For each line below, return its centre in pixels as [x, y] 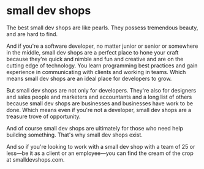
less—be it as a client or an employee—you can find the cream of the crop [100, 153]
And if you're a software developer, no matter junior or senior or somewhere [102, 46]
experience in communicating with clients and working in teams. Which [96, 72]
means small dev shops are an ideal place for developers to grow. [89, 78]
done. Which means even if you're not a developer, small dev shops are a [99, 110]
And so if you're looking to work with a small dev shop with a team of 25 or [101, 146]
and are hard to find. [32, 34]
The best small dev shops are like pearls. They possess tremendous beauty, [102, 28]
